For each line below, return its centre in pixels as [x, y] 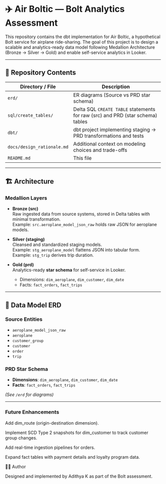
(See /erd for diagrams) [29, 395]
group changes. [21, 437]
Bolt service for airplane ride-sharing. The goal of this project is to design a [82, 42]
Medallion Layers [26, 198]
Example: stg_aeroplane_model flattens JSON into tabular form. [76, 250]
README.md [19, 158]
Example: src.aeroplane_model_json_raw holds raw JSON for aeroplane [84, 225]
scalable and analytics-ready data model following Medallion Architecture [80, 47]
